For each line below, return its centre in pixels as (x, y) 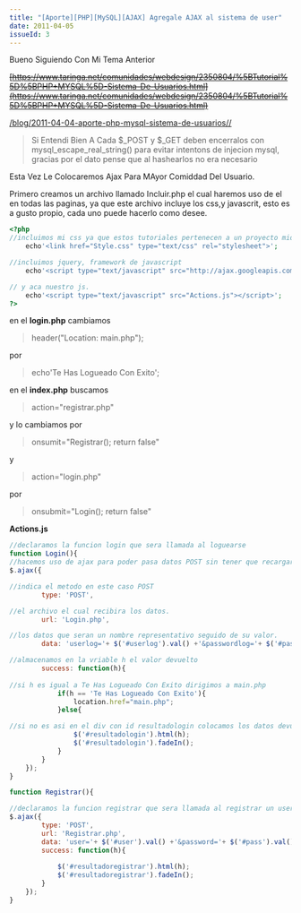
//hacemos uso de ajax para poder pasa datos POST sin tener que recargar (152, 562)
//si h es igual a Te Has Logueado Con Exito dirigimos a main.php (138, 685)
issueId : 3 (30, 34)
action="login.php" (66, 477)
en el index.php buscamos (59, 390)
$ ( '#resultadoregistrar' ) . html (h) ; (124, 867)
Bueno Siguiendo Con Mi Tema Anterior (82, 60)
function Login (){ (43, 554)
